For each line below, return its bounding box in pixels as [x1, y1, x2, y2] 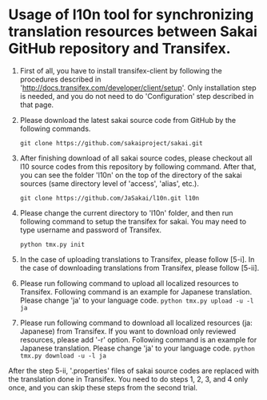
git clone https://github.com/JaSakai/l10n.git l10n [19, 194, 200, 202]
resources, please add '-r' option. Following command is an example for [19, 335, 257, 344]
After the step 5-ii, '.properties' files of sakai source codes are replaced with [8, 366, 260, 375]
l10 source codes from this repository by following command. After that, [19, 161, 257, 171]
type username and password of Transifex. [19, 225, 162, 235]
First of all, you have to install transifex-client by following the [19, 65, 222, 75]
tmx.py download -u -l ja [19, 351, 106, 360]
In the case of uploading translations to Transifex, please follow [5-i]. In [19, 254, 255, 264]
